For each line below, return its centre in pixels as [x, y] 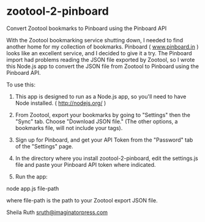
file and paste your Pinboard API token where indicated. [85, 164]
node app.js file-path [33, 188]
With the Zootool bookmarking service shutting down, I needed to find [95, 40]
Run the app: [31, 177]
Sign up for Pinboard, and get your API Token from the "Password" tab [104, 140]
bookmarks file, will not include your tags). [69, 128]
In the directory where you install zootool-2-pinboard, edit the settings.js [106, 158]
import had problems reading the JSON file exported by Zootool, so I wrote [101, 59]
